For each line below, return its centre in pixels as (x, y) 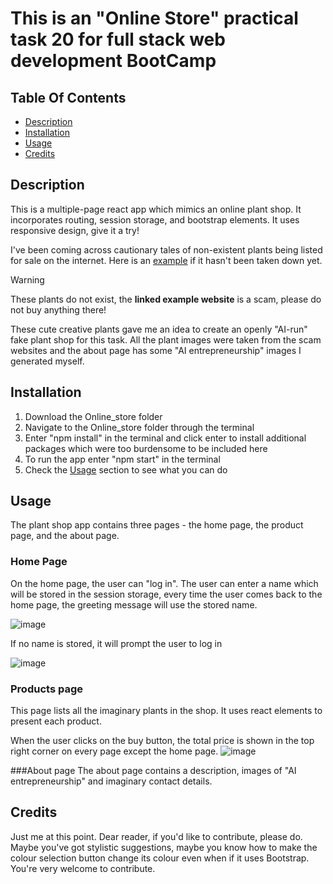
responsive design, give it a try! (75, 230)
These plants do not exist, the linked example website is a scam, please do (166, 299)
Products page (46, 689)
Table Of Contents (68, 97)
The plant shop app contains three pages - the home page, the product (157, 525)
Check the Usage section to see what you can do (126, 469)
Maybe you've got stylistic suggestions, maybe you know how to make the (164, 847)
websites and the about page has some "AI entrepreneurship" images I (156, 350)
